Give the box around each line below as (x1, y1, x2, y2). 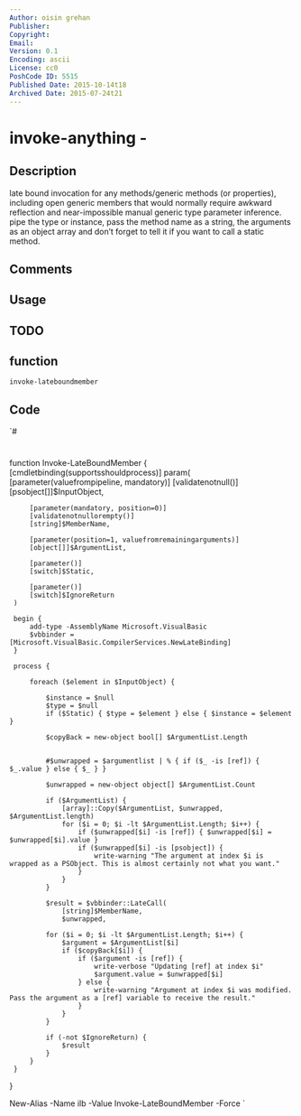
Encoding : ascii (9, 55, 70, 64)
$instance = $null (45, 693, 115, 702)
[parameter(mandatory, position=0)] (29, 504, 168, 513)
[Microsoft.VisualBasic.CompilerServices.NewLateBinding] (9, 638, 232, 647)
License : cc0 (9, 64, 59, 73)
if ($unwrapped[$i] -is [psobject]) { (78, 843, 223, 853)
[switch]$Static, (29, 567, 95, 576)
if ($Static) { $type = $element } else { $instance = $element (45, 710, 293, 719)
